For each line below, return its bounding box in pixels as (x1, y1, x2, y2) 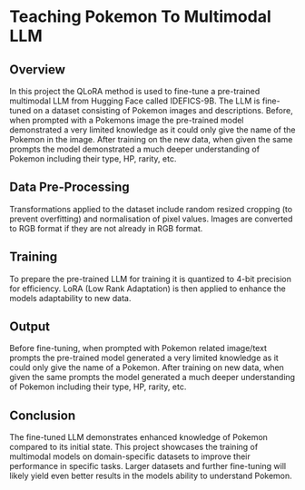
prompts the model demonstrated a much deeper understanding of (9, 143, 261, 154)
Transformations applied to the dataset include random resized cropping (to (9, 203, 293, 214)
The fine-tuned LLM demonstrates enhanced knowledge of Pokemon (9, 432, 268, 443)
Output (9, 319, 50, 335)
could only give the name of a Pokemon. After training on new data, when (9, 362, 284, 373)
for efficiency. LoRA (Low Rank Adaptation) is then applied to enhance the (9, 283, 286, 294)
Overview (9, 62, 66, 77)
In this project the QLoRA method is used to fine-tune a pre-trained (9, 86, 261, 96)
